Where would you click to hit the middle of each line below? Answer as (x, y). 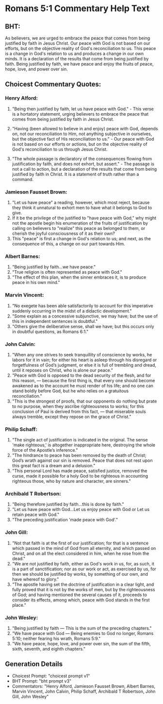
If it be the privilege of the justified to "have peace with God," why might (84, 218)
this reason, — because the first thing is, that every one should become (83, 380)
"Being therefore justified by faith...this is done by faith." (68, 504)
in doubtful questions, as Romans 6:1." (50, 332)
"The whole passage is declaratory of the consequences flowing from (82, 158)
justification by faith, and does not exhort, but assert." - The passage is (83, 164)
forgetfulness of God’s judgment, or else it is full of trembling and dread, (84, 365)
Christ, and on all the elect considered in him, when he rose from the (81, 553)
